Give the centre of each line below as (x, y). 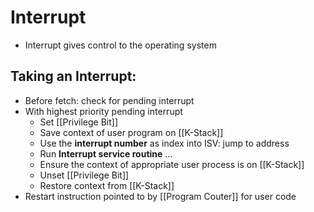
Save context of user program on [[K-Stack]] (131, 132)
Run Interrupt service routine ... (106, 153)
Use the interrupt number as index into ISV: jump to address (164, 143)
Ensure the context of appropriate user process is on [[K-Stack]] (172, 164)
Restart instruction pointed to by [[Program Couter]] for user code (160, 196)
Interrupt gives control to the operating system (120, 45)
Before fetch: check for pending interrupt (109, 100)
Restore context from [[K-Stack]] (107, 185)
